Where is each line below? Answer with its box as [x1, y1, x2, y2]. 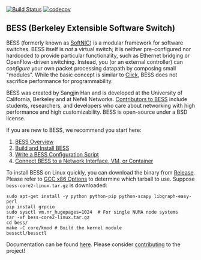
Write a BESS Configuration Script [14, 150, 99, 158]
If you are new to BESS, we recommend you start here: [6, 126, 142, 134]
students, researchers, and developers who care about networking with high [6, 102, 196, 109]
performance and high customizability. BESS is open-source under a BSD [6, 108, 188, 116]
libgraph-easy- [154, 193, 192, 199]
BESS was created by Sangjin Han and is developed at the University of [6, 89, 183, 96]
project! [6, 247, 26, 254]
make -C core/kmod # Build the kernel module [6, 224, 122, 231]
